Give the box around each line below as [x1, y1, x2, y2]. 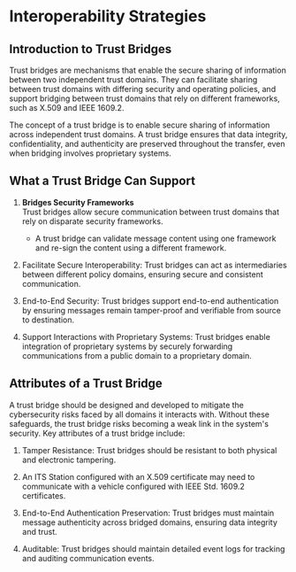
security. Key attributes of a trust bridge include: [9, 428, 186, 438]
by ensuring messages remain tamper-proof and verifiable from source [21, 305, 281, 315]
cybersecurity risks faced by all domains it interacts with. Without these [9, 409, 269, 420]
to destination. [21, 314, 75, 325]
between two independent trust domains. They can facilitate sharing [9, 74, 258, 85]
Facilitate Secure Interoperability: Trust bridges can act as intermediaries [21, 259, 287, 270]
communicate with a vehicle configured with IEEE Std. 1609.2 [21, 481, 246, 491]
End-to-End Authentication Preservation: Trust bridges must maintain [21, 507, 275, 518]
